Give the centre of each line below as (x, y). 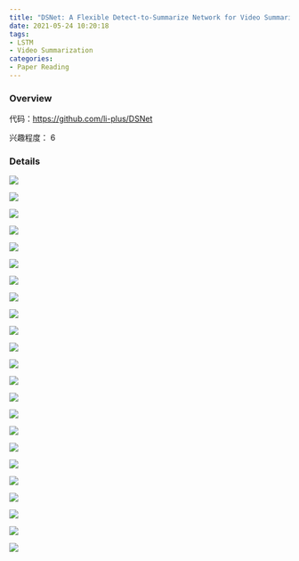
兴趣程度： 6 (32, 138)
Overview (31, 98)
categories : (31, 59)
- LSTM (21, 42)
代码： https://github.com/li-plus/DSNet (81, 119)
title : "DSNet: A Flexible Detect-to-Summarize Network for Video (135, 17)
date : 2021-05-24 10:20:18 (59, 26)
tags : (19, 34)
